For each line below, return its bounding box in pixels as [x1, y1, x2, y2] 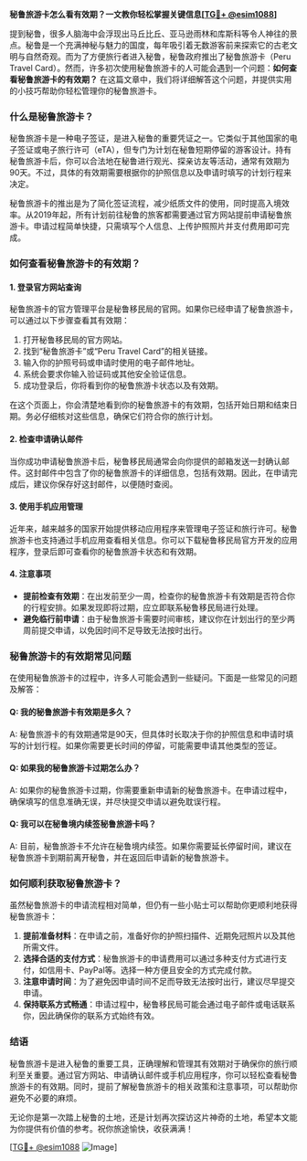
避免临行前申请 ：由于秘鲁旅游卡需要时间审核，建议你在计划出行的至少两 [22, 614, 295, 625]
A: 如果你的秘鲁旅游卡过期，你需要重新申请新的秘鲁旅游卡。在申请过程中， [9, 785, 292, 796]
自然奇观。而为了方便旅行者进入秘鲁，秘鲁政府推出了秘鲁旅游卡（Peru [25, 51, 291, 62]
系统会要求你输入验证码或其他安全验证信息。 [22, 369, 192, 380]
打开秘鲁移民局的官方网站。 [22, 334, 128, 345]
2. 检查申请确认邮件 [9, 434, 84, 445]
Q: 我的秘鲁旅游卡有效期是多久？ [9, 706, 132, 717]
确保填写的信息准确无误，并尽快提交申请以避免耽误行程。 [9, 796, 226, 807]
